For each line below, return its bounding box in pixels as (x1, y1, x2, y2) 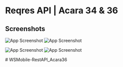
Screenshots (5, 25, 45, 33)
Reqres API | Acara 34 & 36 (5, 5, 119, 16)
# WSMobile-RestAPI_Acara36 (5, 57, 68, 63)
